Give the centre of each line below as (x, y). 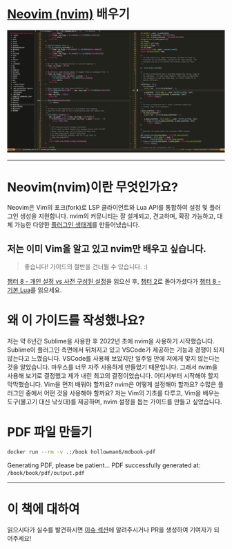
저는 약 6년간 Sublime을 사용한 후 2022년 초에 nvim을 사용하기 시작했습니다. (111, 341)
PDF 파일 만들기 (50, 432)
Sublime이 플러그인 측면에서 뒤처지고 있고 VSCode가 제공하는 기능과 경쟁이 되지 (116, 350)
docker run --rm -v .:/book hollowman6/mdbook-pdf (81, 452)
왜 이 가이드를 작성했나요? (76, 321)
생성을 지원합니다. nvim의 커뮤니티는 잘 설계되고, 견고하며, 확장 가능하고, (118, 216)
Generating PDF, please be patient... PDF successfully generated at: (104, 465)
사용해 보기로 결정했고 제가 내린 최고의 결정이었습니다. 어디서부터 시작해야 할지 (113, 376)
